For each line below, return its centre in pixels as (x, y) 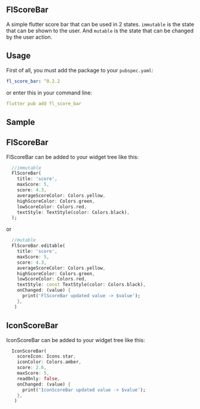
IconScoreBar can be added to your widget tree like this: (76, 340)
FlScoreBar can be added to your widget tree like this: (72, 157)
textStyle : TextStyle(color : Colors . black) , (73, 212)
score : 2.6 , (32, 368)
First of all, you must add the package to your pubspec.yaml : (80, 70)
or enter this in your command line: (49, 93)
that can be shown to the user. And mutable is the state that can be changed (100, 30)
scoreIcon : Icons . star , (47, 356)
